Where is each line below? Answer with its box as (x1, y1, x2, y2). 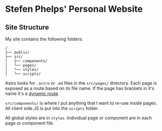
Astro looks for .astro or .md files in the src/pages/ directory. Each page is (5, 80, 157, 86)
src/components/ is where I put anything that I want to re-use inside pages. (5, 100, 158, 106)
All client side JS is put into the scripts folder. (5, 105, 99, 111)
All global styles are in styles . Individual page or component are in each (5, 115, 152, 121)
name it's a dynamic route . (5, 91, 59, 97)
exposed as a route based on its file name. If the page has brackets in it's (5, 85, 155, 91)
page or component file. (5, 120, 54, 126)
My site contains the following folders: (5, 36, 83, 42)
